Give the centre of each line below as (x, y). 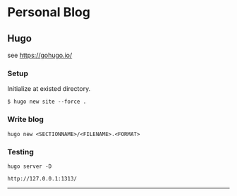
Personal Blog (49, 12)
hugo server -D (30, 166)
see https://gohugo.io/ (40, 55)
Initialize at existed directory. (49, 89)
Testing (20, 152)
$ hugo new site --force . (47, 102)
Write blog (26, 119)
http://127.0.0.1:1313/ (42, 178)
